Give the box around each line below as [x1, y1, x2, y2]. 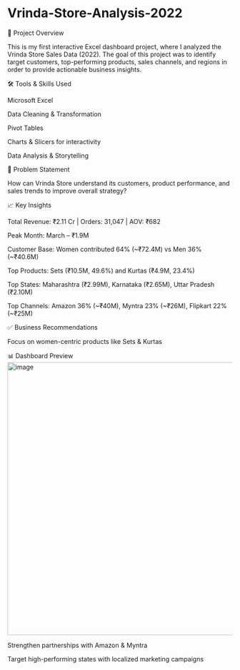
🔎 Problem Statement [7, 165, 70, 173]
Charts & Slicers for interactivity [7, 137, 101, 146]
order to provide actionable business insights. [7, 65, 142, 73]
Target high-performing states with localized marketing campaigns [7, 654, 204, 663]
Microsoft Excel [7, 96, 54, 104]
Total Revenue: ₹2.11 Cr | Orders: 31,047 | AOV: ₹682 [7, 217, 161, 225]
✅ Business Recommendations [7, 323, 98, 331]
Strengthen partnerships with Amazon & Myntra [7, 641, 148, 649]
